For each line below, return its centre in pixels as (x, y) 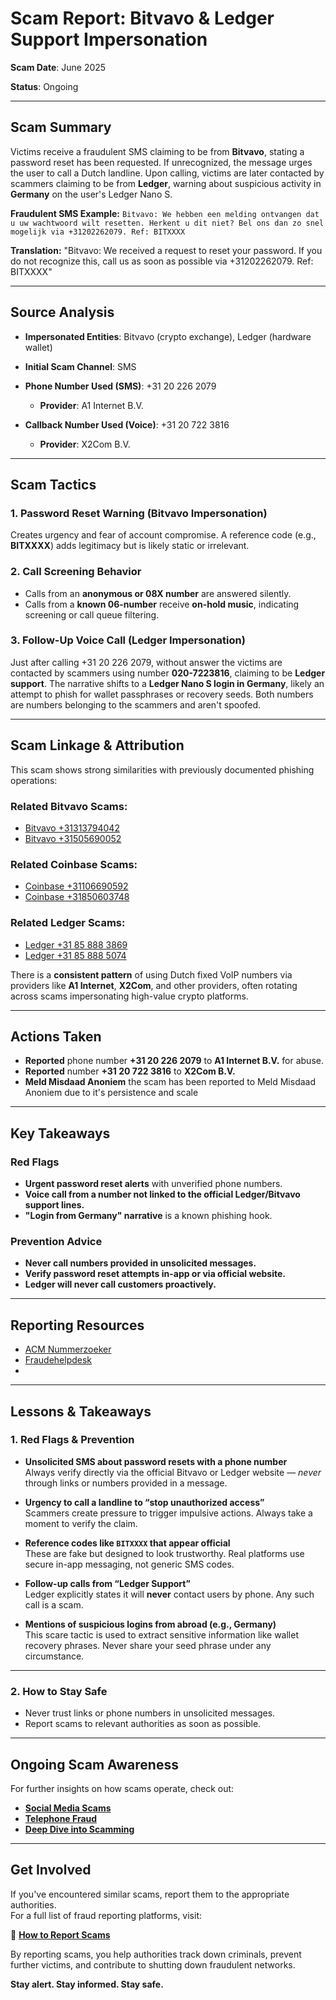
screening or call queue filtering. (92, 614)
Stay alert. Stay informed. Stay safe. (87, 1984)
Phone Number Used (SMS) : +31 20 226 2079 (120, 386)
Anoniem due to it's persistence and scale (111, 1093)
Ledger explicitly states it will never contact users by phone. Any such (169, 1594)
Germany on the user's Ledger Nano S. (91, 194)
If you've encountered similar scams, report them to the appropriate (150, 1894)
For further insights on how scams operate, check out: (122, 1788)
